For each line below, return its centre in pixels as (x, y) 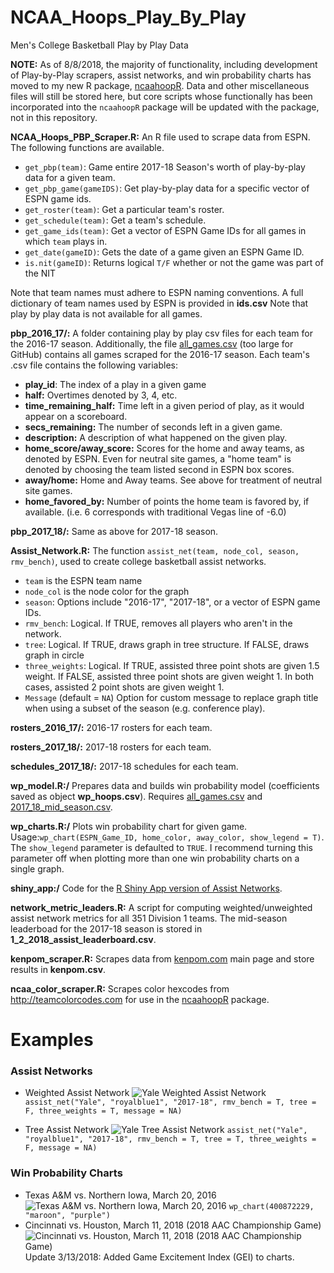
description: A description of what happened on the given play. (156, 437)
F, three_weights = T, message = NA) (103, 1111)
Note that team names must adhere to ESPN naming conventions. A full (157, 292)
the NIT (40, 273)
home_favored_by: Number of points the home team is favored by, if (167, 501)
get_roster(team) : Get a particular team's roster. (124, 209)
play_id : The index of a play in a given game (115, 384)
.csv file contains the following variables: (94, 365)
